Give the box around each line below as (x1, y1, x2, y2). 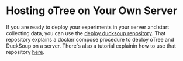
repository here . (6, 48, 45, 55)
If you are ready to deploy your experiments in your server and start (6, 23, 170, 30)
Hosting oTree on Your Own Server (6, 4, 178, 18)
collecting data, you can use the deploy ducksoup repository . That (6, 29, 166, 36)
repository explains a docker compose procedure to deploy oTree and (6, 36, 174, 43)
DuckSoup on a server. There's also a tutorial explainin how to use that (6, 42, 177, 49)
